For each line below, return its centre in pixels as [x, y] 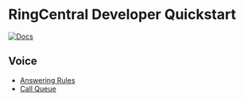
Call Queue [38, 88]
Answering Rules [47, 80]
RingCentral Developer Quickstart [122, 15]
